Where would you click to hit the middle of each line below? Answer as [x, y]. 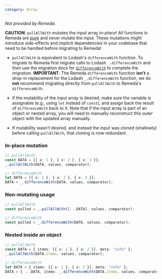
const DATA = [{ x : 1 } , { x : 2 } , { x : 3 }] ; [53, 160]
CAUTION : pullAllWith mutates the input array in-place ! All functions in [76, 32]
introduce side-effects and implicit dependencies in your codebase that [76, 43]
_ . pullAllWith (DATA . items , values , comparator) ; [55, 254]
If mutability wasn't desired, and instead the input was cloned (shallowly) [84, 128]
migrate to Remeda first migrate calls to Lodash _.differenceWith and [81, 62]
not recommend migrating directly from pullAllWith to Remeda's [77, 83]
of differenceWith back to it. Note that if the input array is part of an [79, 108]
